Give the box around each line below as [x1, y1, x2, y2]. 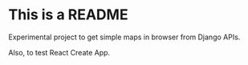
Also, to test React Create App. [8, 47, 111, 57]
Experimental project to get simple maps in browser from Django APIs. [8, 32, 241, 42]
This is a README [8, 6, 128, 24]
